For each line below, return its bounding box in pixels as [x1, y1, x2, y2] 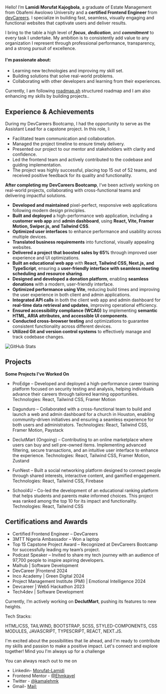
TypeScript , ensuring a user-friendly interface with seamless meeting [12, 265, 159, 272]
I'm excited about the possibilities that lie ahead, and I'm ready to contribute [5, 637, 160, 643]
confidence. [12, 151, 37, 158]
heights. [5, 603, 22, 609]
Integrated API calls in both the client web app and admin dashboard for [12, 297, 161, 303]
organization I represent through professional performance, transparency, [5, 40, 156, 46]
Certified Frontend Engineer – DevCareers [12, 530, 98, 537]
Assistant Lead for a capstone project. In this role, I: [5, 126, 111, 132]
